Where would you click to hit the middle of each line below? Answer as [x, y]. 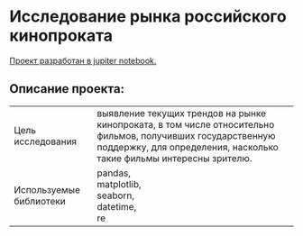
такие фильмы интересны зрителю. [174, 158]
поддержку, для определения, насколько [188, 147]
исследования [46, 141]
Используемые [47, 189]
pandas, [114, 173]
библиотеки [40, 201]
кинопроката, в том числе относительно [186, 124]
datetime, [117, 206]
